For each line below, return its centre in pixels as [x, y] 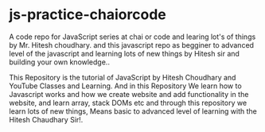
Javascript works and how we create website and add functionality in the [129, 94]
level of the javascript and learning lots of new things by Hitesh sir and [124, 53]
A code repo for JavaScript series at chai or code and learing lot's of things [132, 37]
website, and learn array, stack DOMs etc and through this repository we [128, 103]
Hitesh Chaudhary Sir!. [46, 119]
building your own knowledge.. [60, 62]
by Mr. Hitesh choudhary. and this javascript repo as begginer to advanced [131, 45]
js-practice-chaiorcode [88, 15]
